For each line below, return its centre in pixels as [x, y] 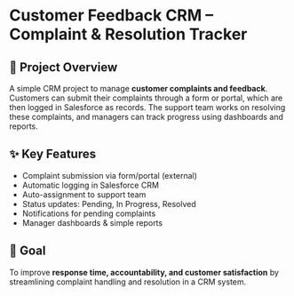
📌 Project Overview [64, 67]
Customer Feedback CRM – [111, 16]
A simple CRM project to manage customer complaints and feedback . [139, 88]
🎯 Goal [28, 251]
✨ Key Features [52, 154]
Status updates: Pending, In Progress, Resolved [109, 204]
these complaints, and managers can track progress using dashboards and [147, 117]
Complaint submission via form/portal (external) [110, 175]
